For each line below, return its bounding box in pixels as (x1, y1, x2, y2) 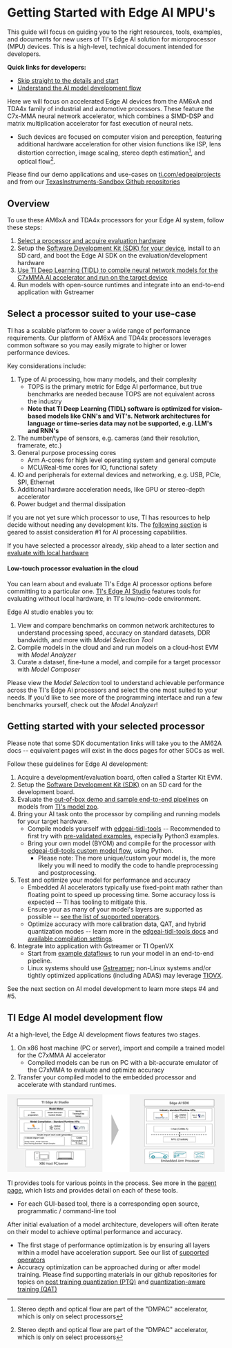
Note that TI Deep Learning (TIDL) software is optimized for (27, 404, 201, 412)
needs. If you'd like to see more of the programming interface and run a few (7, 693, 223, 702)
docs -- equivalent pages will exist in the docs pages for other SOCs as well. (7, 746, 225, 754)
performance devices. (7, 348, 70, 356)
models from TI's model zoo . (17, 802, 99, 811)
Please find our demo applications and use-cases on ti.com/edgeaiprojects (7, 171, 221, 179)
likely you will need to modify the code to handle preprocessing (37, 861, 219, 869)
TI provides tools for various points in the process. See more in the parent (7, 1179, 217, 1187)
